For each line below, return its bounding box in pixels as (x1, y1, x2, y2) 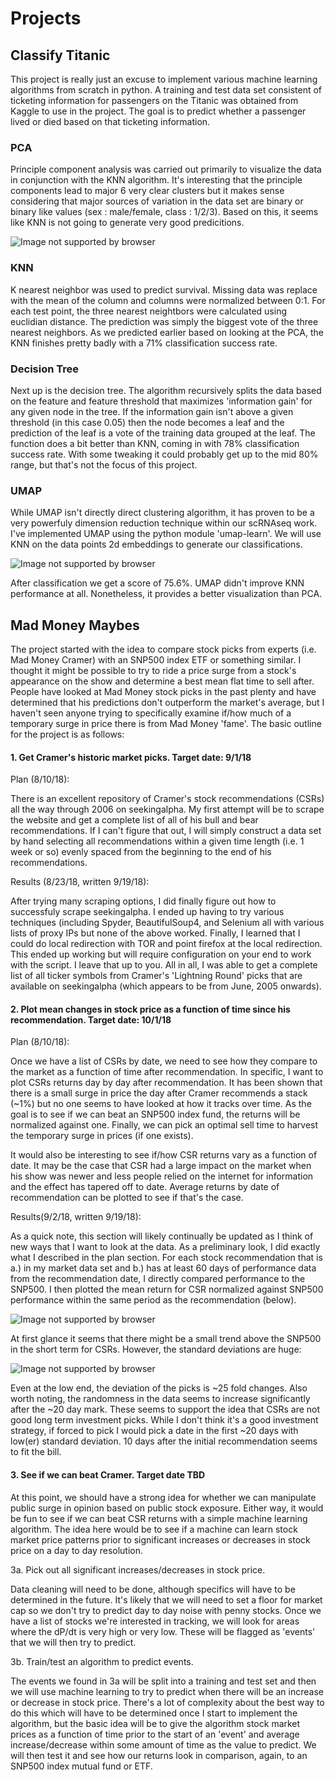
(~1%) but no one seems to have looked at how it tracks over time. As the (10, 1098, 312, 1110)
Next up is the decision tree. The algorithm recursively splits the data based (10, 384, 322, 396)
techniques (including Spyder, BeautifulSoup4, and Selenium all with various (10, 917, 325, 929)
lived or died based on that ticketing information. (10, 116, 211, 127)
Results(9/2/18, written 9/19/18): (10, 1211, 142, 1223)
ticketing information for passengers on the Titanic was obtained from (10, 95, 299, 106)
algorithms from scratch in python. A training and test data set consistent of (10, 84, 323, 96)
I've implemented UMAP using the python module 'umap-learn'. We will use (10, 528, 322, 540)
